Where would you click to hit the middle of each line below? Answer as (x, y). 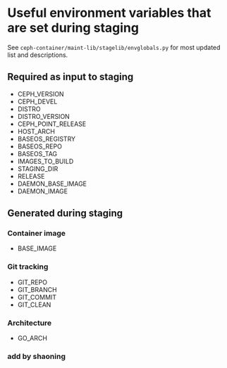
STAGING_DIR (38, 169)
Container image (36, 234)
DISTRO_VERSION (44, 116)
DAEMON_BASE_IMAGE (52, 184)
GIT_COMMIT (37, 297)
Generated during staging (65, 214)
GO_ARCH (32, 338)
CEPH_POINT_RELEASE (52, 124)
